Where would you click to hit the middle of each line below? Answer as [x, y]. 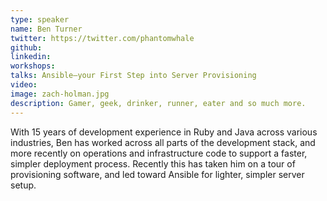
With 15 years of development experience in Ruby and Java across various [164, 132]
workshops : [33, 66]
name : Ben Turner [46, 29]
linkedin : [31, 57]
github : [26, 47]
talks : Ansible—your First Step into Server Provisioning [133, 76]
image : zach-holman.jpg [60, 94]
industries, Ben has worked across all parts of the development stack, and [163, 142]
